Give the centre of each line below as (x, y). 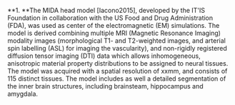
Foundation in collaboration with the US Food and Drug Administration (110, 18)
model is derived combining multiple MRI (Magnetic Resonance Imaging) (114, 33)
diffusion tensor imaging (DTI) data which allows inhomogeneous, (104, 56)
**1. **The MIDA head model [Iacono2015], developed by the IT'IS (106, 10)
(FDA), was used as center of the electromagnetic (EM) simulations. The (114, 25)
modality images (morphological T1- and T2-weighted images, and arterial (117, 41)
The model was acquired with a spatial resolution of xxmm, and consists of (117, 71)
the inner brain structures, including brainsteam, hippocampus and (105, 86)
